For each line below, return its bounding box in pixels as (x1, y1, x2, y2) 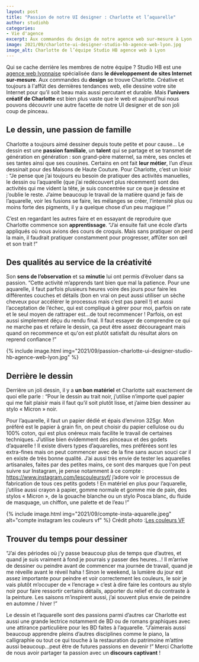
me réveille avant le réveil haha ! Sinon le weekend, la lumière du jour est (6, 568, 184, 575)
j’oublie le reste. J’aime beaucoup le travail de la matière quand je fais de (6, 191, 184, 198)
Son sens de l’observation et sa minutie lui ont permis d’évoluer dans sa (6, 273, 184, 280)
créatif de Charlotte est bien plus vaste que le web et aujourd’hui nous (6, 95, 179, 102)
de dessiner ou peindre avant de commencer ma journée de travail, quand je (6, 562, 193, 569)
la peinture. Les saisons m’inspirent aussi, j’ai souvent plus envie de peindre (6, 594, 191, 600)
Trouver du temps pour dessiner (6, 534, 128, 544)
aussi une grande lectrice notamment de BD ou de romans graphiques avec (6, 618, 191, 625)
